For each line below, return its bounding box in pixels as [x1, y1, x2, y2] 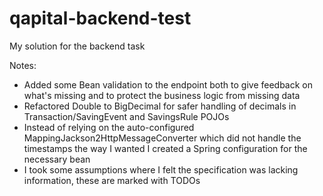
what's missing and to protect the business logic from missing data [23, 89, 301, 101]
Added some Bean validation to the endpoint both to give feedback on [23, 78, 314, 91]
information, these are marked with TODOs [23, 174, 201, 186]
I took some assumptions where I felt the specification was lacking [23, 163, 299, 176]
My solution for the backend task [9, 40, 146, 52]
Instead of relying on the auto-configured [23, 121, 195, 133]
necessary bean [23, 153, 91, 165]
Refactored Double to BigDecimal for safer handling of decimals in [23, 100, 297, 112]
